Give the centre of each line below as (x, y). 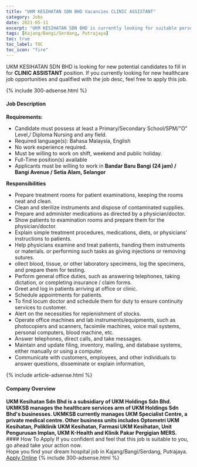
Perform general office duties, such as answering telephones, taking (97, 276)
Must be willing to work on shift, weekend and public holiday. (88, 153)
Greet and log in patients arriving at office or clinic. (76, 288)
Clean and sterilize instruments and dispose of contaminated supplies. (99, 207)
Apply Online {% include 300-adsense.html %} (63, 458)
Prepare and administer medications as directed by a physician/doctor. (100, 214)
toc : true (18, 39)
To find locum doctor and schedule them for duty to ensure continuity (98, 301)
